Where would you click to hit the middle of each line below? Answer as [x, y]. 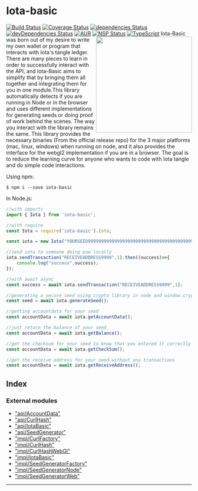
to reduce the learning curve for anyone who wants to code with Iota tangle [98, 159]
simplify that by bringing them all [46, 77]
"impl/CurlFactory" [37, 438]
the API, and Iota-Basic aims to [44, 71]
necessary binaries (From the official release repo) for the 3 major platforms [98, 140]
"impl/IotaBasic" [34, 457]
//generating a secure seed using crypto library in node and [84, 295]
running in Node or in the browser [47, 102]
